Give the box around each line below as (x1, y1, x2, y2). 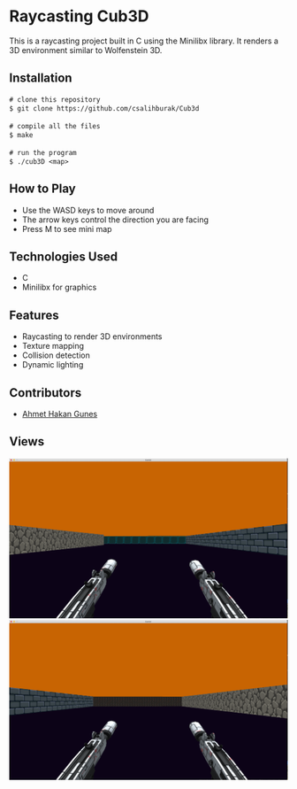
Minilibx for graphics (21, 282, 97, 293)
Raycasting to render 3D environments (21, 331, 163, 342)
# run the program (9, 148, 77, 157)
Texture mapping (21, 341, 85, 352)
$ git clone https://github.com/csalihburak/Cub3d (9, 104, 200, 112)
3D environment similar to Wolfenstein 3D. (9, 44, 163, 55)
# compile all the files (9, 121, 101, 130)
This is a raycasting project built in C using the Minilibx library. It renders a (9, 35, 278, 46)
